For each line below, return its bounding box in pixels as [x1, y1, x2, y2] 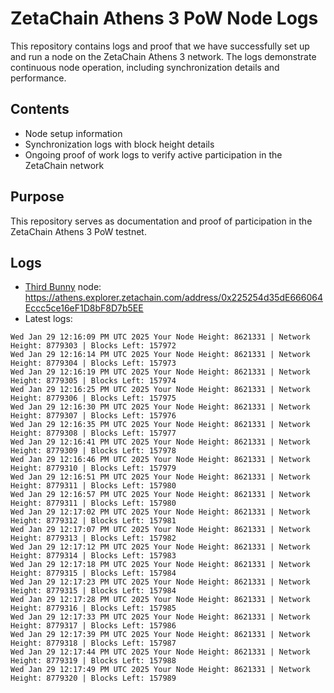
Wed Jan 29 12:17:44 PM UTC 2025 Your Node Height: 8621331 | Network [10, 647, 311, 657]
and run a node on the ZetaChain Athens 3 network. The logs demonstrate [10, 50, 317, 62]
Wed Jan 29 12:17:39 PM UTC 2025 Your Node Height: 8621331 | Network [10, 630, 311, 640]
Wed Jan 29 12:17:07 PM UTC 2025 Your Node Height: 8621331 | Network [10, 525, 311, 535]
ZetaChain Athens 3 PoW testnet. [10, 225, 147, 237]
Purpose [10, 188, 65, 206]
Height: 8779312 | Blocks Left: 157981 [10, 516, 177, 526]
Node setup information [24, 127, 123, 139]
